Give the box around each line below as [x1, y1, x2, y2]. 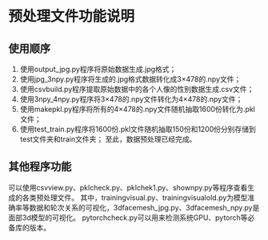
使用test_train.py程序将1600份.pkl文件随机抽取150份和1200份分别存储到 [19, 125, 256, 134]
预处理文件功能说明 [8, 7, 135, 26]
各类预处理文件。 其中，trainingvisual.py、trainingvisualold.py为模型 [22, 193, 248, 202]
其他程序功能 [8, 160, 72, 174]
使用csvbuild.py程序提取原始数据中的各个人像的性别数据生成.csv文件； [19, 85, 254, 94]
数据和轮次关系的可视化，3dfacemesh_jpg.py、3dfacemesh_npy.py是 [29, 202, 260, 212]
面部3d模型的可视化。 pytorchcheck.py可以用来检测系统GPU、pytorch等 [8, 213, 248, 222]
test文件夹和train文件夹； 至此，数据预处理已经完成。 [19, 134, 197, 144]
